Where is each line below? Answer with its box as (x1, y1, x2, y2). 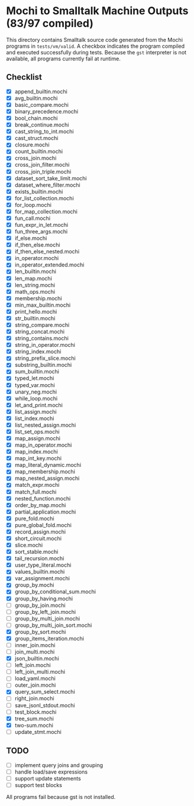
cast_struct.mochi (14, 135, 59, 142)
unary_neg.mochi (14, 388, 57, 395)
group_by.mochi (14, 581, 54, 589)
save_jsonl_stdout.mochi (14, 701, 75, 708)
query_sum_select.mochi (14, 688, 75, 695)
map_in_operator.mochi (14, 441, 72, 448)
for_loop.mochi (14, 201, 52, 208)
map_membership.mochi (14, 468, 76, 475)
